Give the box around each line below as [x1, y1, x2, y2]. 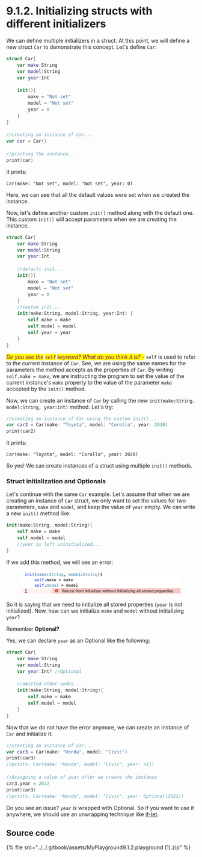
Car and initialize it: [6, 730, 53, 737]
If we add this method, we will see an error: [6, 558, 113, 566]
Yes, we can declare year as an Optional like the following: [6, 637, 150, 645]
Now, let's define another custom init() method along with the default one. [6, 209, 194, 216]
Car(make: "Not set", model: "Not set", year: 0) [6, 181, 133, 187]
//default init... [17, 266, 63, 272]
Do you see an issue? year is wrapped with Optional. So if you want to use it [6, 804, 194, 811]
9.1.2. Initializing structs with [6, 4, 153, 18]
